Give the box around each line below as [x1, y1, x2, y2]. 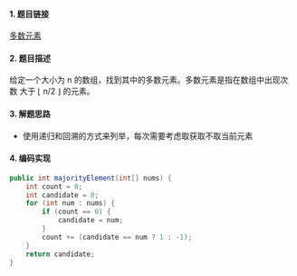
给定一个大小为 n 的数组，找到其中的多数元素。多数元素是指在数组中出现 [9, 74, 281, 85]
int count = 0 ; [25, 182, 83, 191]
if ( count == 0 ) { [42, 207, 111, 217]
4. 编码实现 [9, 153, 52, 163]
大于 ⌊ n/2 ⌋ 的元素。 [19, 86, 95, 97]
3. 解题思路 [9, 109, 52, 119]
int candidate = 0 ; [25, 191, 100, 200]
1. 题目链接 [9, 8, 50, 19]
